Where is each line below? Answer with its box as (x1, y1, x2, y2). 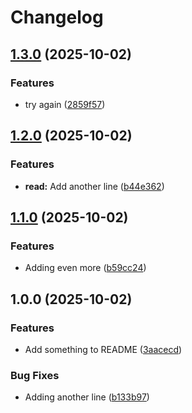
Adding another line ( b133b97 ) (24, 391, 150, 403)
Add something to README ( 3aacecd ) (24, 343, 183, 355)
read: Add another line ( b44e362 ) (24, 180, 165, 192)
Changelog (10, 6, 104, 29)
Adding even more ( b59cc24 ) (24, 262, 147, 274)
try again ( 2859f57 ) (24, 98, 106, 110)
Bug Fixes (10, 368, 60, 382)
